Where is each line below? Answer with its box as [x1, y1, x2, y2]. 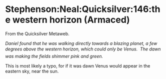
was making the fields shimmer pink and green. [5, 53, 103, 59]
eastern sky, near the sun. [5, 68, 59, 74]
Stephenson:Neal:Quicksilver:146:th [5, 3, 160, 15]
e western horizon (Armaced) [5, 14, 130, 25]
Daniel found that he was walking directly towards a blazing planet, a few [5, 40, 157, 46]
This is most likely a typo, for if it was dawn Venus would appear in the [5, 62, 150, 68]
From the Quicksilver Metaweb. [5, 30, 69, 36]
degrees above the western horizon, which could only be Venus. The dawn [5, 46, 161, 52]
